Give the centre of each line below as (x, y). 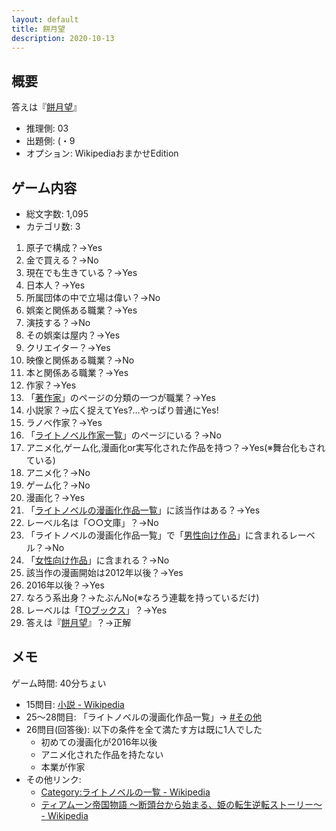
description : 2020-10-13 (63, 38)
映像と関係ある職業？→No (80, 360)
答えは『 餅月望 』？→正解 (78, 622)
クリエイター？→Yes (68, 347)
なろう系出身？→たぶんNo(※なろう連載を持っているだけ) (142, 597)
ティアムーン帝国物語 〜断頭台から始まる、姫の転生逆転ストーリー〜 (181, 804)
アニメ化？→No (58, 472)
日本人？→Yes (55, 285)
